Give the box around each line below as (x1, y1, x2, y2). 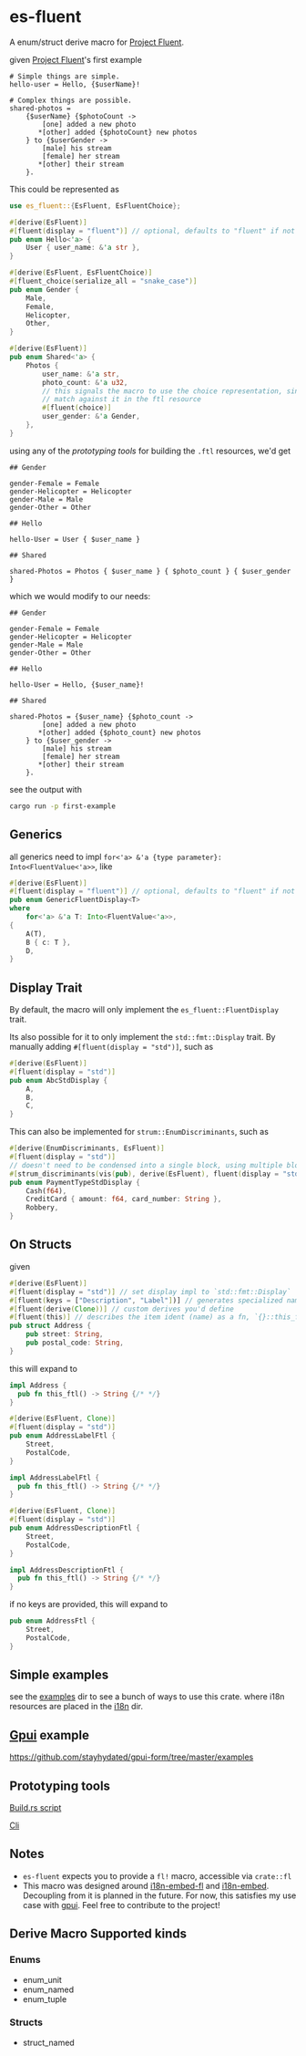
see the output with (9, 784, 82, 794)
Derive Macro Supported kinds (9, 1926, 188, 1942)
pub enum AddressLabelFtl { (9, 1431, 117, 1440)
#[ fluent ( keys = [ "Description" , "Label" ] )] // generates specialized (9, 1295, 283, 1305)
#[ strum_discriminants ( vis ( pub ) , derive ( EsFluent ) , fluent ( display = (9, 1169, 280, 1179)
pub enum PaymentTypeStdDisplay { (9, 1178, 141, 1187)
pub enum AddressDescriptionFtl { (9, 1523, 141, 1532)
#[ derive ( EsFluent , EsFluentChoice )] (9, 268, 153, 277)
